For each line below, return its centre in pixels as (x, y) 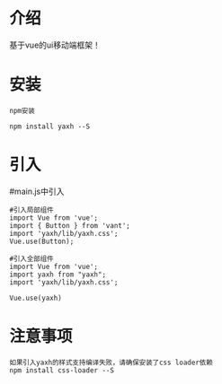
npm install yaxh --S (50, 127)
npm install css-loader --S (62, 370)
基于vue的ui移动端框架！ (55, 45)
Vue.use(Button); (42, 241)
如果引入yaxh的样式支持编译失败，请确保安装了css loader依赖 (111, 362)
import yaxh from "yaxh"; (58, 275)
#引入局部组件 (31, 210)
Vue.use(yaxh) (36, 298)
